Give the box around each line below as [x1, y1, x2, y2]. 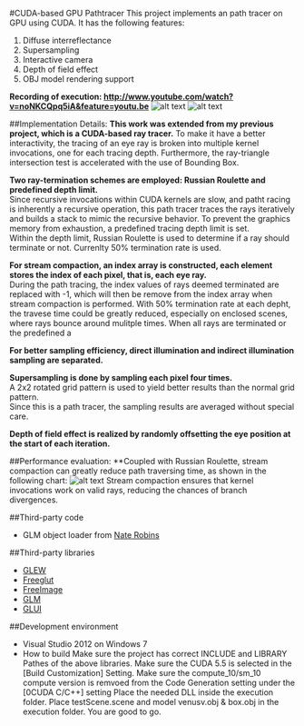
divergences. [9, 494, 59, 505]
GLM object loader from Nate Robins [22, 530, 161, 540]
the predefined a [9, 327, 72, 338]
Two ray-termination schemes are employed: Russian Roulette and [9, 174, 266, 185]
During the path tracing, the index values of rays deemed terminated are [9, 279, 279, 290]
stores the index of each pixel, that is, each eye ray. [9, 270, 207, 280]
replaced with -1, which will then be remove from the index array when [9, 289, 273, 299]
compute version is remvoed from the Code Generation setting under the [22, 677, 296, 688]
